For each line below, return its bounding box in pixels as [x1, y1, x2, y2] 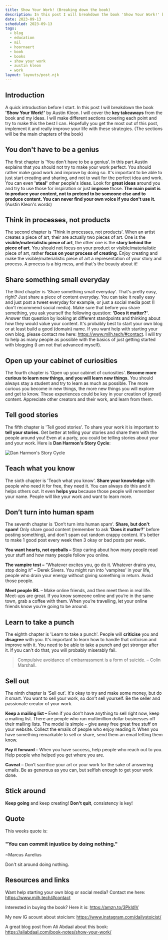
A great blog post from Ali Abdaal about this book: [5, 923, 108, 929]
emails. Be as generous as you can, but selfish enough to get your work [5, 767, 153, 773]
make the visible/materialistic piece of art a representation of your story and [5, 256, 161, 262]
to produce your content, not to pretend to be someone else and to [5, 191, 146, 197]
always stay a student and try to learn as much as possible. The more [5, 380, 148, 386]
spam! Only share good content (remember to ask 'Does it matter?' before [5, 527, 160, 533]
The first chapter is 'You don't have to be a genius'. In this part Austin [5, 159, 148, 165]
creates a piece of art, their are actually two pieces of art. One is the [5, 234, 146, 240]
